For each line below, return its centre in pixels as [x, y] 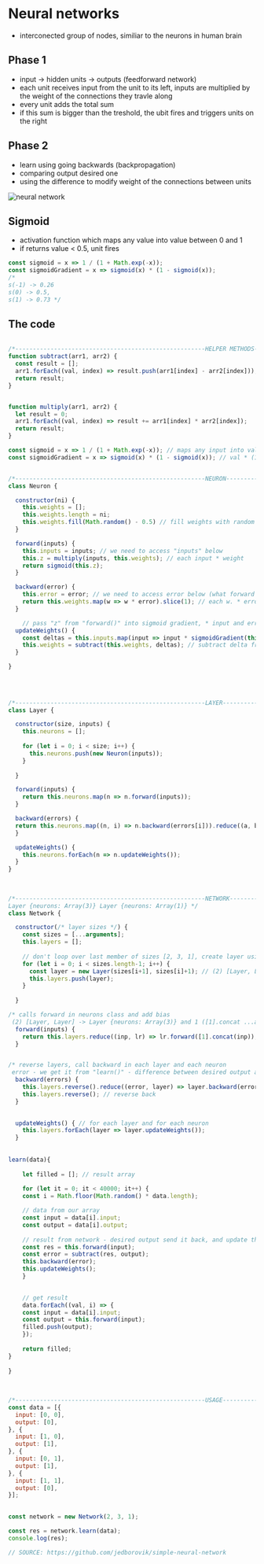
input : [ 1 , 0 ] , [40, 1437]
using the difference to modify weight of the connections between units [135, 181]
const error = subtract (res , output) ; [86, 1254]
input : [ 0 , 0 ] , [40, 1415]
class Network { [35, 913]
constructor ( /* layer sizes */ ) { [71, 928]
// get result [45, 1298]
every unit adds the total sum [67, 104]
